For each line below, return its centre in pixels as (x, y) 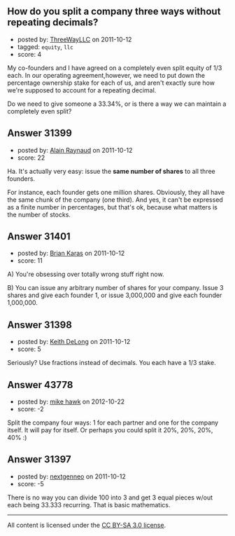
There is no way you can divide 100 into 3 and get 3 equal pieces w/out (110, 497)
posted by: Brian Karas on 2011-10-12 (71, 253)
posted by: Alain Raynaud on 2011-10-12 (75, 150)
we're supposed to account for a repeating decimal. (82, 90)
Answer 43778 (40, 385)
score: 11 (30, 261)
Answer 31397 (39, 459)
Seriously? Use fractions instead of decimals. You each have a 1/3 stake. (112, 363)
